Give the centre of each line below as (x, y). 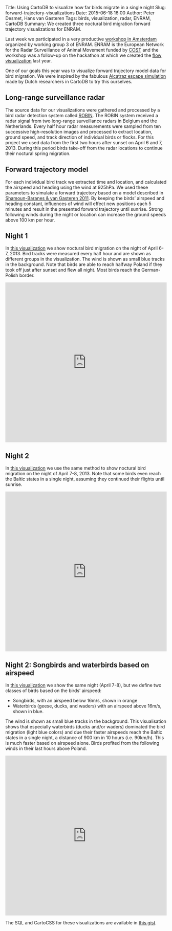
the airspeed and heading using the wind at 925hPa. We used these (77, 187)
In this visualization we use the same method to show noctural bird (76, 468)
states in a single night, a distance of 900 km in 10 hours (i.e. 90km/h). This (85, 738)
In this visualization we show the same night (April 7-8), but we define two (83, 685)
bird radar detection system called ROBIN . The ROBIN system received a (82, 115)
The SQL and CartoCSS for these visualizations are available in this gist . (81, 923)
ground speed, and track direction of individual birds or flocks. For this (80, 137)
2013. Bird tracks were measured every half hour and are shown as (80, 254)
